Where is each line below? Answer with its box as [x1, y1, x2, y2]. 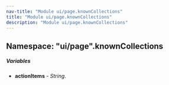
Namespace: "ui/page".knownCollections [6, 41, 164, 51]
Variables [6, 57, 31, 64]
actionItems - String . [14, 72, 67, 79]
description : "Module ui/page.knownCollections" [6, 19, 128, 25]
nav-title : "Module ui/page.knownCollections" [6, 8, 123, 15]
